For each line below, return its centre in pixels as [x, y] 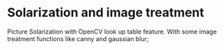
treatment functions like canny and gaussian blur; [78, 38]
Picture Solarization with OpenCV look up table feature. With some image [112, 32]
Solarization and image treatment [106, 13]
